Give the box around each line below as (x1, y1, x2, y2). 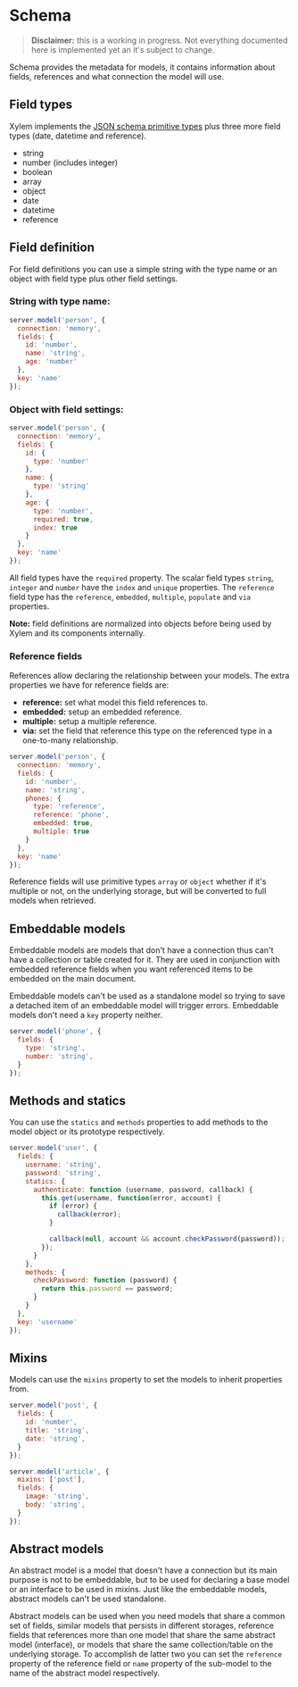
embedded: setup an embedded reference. (21, 706, 183, 717)
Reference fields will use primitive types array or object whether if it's (9, 876, 267, 887)
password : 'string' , (25, 1168, 102, 1177)
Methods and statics (9, 1093, 127, 1108)
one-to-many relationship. (21, 735, 119, 746)
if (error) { (48, 1202, 98, 1211)
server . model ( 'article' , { (9, 1466, 110, 1476)
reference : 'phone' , (32, 810, 110, 820)
